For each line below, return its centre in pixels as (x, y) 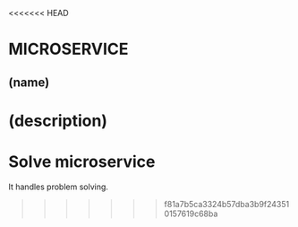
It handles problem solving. (59, 187)
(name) (29, 82)
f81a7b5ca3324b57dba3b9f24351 (227, 204)
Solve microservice (82, 162)
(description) (58, 121)
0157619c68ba (191, 214)
